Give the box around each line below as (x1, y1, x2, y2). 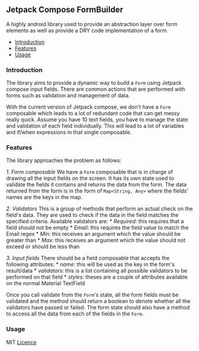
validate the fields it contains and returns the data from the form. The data (6, 181, 187, 188)
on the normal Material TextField (6, 280, 85, 287)
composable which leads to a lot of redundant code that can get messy (6, 110, 180, 117)
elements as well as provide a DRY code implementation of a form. (6, 27, 169, 34)
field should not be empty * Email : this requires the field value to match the (6, 224, 189, 231)
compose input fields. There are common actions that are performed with (6, 86, 185, 93)
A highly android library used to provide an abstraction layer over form (6, 20, 178, 27)
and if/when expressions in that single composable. (6, 129, 132, 136)
